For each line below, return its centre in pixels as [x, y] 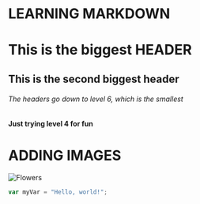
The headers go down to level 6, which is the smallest [96, 99]
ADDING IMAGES [65, 156]
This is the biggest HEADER [100, 50]
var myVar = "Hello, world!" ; [58, 192]
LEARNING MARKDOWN [89, 14]
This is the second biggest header [94, 79]
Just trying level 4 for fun [51, 123]
